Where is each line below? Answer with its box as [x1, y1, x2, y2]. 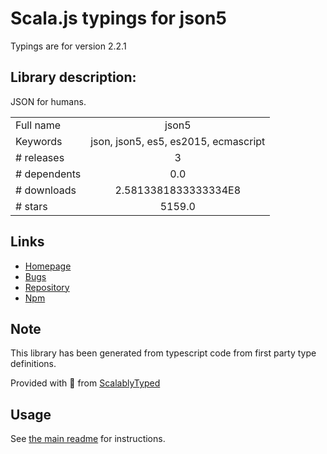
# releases [15, 150, 65, 164]
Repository [24, 281, 70, 293]
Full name [15, 118, 62, 132]
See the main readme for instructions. [10, 433, 166, 445]
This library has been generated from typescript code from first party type [10, 347, 317, 359]
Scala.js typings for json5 [10, 7, 227, 30]
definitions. [10, 358, 57, 370]
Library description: [10, 69, 137, 86]
